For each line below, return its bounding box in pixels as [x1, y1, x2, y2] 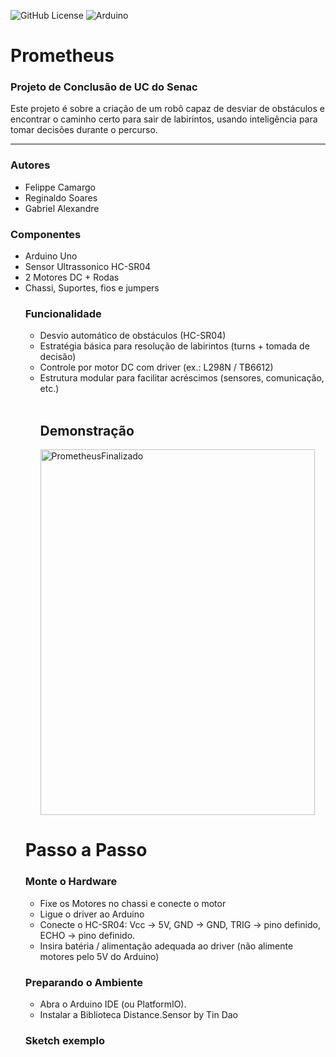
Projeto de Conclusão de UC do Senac [10, 80, 198, 94]
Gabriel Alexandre [24, 202, 100, 214]
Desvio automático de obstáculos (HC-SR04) [39, 330, 227, 342]
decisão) [39, 351, 77, 363]
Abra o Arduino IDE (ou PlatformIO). [39, 998, 187, 1010]
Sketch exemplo [24, 1033, 105, 1047]
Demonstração [39, 422, 135, 439]
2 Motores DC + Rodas [24, 271, 120, 284]
